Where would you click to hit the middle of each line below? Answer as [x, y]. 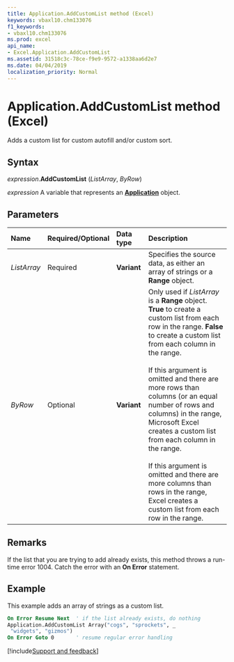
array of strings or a [180, 272]
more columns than [180, 483]
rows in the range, [178, 492]
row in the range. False [186, 326]
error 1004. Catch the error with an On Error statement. [100, 567]
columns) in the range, [185, 413]
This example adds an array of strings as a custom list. [86, 606]
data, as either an [177, 263]
